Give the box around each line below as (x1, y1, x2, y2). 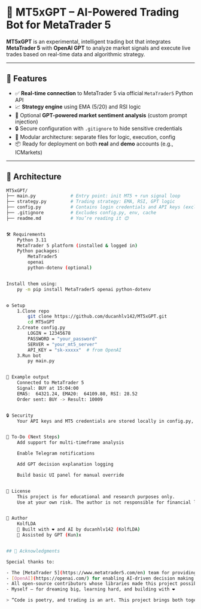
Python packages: (17, 248, 60, 254)
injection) (14, 118, 38, 125)
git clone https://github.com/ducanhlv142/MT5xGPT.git (28, 314, 167, 320)
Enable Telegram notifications (17, 450, 95, 457)
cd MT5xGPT (28, 319, 55, 325)
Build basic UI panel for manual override (17, 472, 124, 478)
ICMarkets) (14, 149, 43, 156)
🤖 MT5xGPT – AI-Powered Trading (6, 5, 179, 19)
